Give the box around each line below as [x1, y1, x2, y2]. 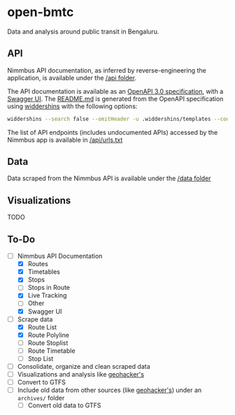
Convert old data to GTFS [27, 401, 101, 409]
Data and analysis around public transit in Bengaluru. [7, 27, 159, 36]
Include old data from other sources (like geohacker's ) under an [17, 386, 202, 395]
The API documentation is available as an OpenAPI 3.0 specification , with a [7, 87, 224, 95]
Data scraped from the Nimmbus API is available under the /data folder [7, 174, 211, 182]
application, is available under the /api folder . [7, 73, 137, 82]
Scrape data [17, 315, 53, 323]
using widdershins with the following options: [7, 102, 138, 110]
